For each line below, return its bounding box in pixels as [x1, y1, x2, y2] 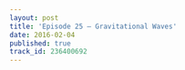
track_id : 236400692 [9, 47, 88, 56]
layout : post [9, 13, 59, 23]
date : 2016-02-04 [9, 30, 76, 39]
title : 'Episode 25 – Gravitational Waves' [9, 22, 178, 31]
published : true [9, 38, 71, 48]
